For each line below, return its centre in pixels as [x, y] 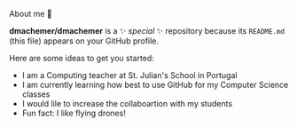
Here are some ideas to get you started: [82, 58]
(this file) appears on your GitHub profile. [84, 41]
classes [36, 94]
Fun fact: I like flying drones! [74, 113]
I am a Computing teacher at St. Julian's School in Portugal [129, 75]
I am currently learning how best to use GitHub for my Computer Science [155, 85]
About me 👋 [31, 14]
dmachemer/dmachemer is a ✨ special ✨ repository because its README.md [147, 31]
